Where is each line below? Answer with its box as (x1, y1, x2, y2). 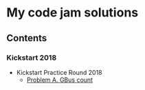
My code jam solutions (6, 5, 139, 21)
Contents (6, 32, 47, 44)
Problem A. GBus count (26, 76, 93, 84)
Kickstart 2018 (6, 53, 57, 63)
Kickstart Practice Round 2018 (16, 68, 102, 76)
